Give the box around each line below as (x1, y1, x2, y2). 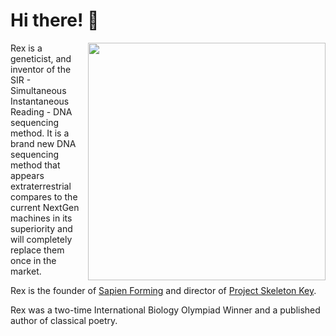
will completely (10, 233, 73, 245)
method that (10, 159, 61, 171)
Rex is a (10, 42, 43, 54)
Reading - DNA (10, 105, 73, 118)
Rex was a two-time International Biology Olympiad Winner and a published (10, 304, 321, 316)
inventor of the (10, 63, 72, 75)
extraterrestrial (10, 180, 72, 192)
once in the (10, 254, 57, 266)
